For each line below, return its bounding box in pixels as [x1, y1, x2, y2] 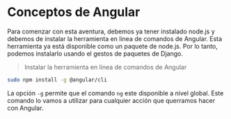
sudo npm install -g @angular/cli [7, 76, 108, 84]
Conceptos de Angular [7, 4, 141, 20]
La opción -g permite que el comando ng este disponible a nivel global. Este [7, 88, 224, 97]
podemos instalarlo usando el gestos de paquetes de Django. [7, 49, 183, 58]
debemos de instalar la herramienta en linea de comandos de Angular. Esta [7, 34, 223, 42]
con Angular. [7, 104, 44, 112]
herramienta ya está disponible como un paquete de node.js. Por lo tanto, [7, 42, 218, 50]
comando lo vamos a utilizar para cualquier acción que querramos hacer [7, 96, 216, 104]
